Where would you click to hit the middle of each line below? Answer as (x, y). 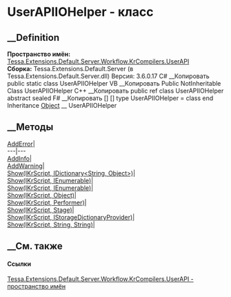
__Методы (30, 127)
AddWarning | (26, 166)
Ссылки (19, 264)
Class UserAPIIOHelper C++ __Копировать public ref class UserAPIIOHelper (115, 91)
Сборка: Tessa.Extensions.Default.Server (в (70, 69)
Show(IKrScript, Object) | (42, 195)
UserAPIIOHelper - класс (80, 12)
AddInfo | (20, 158)
